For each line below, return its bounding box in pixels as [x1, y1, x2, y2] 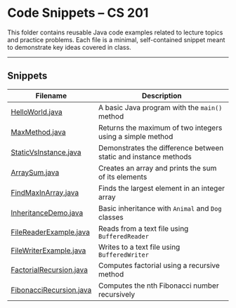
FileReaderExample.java [11, 227, 90, 236]
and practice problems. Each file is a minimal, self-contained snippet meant [7, 35, 225, 43]
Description [141, 91, 182, 100]
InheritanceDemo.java [11, 208, 84, 217]
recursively [98, 289, 136, 299]
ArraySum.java [11, 167, 60, 177]
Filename [35, 91, 67, 100]
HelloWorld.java [11, 107, 63, 116]
